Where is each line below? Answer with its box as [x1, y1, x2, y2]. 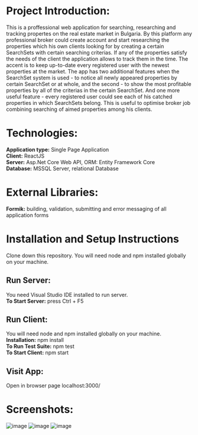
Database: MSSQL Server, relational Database [6, 165, 119, 172]
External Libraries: [6, 185, 99, 199]
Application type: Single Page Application [6, 146, 109, 153]
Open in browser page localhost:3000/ [6, 382, 100, 389]
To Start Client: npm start [6, 349, 69, 356]
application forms [6, 212, 49, 219]
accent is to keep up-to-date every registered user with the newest [6, 61, 170, 69]
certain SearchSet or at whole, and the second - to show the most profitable [6, 80, 191, 87]
